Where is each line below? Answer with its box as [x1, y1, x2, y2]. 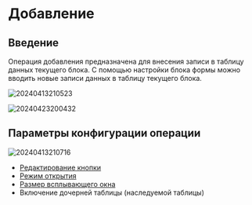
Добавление [8, 5, 95, 23]
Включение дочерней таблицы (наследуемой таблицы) [19, 188, 205, 197]
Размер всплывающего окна [19, 179, 116, 189]
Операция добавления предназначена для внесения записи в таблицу [8, 57, 244, 66]
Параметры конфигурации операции [8, 126, 201, 140]
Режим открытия [19, 170, 77, 181]
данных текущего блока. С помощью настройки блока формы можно [8, 65, 241, 75]
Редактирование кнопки [19, 163, 102, 172]
